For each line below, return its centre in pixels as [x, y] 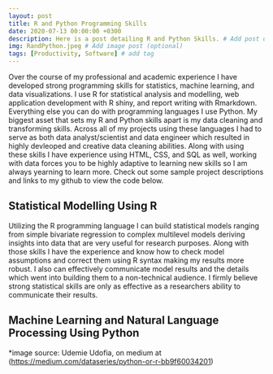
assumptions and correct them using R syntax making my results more [126, 260]
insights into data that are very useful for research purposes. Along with [129, 243]
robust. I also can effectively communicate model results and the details [129, 268]
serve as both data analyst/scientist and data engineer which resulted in [129, 137]
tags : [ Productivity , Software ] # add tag [81, 54]
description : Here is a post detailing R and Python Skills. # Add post [134, 39]
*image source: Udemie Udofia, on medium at [85, 352]
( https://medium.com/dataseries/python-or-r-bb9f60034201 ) [111, 361]
